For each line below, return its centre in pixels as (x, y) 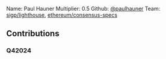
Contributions (33, 34)
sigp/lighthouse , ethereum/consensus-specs (62, 15)
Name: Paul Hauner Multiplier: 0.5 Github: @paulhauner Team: (83, 9)
